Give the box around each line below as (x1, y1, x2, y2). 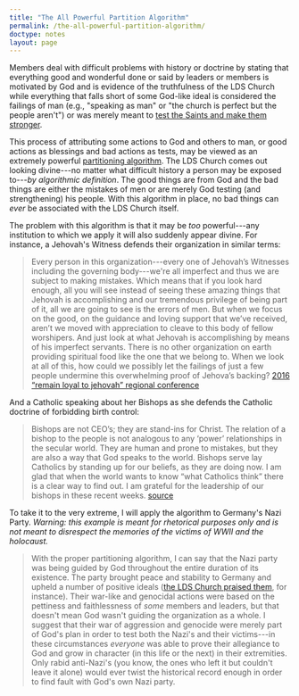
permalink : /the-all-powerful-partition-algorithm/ (9, 21, 205, 30)
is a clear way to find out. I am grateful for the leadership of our (30, 481, 265, 492)
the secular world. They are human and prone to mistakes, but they (30, 443, 278, 453)
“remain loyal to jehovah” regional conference (30, 380, 200, 391)
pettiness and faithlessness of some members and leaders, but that (30, 601, 279, 611)
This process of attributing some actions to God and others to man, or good (9, 137, 287, 147)
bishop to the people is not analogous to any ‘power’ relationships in (30, 434, 283, 444)
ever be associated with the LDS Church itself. (9, 203, 179, 214)
